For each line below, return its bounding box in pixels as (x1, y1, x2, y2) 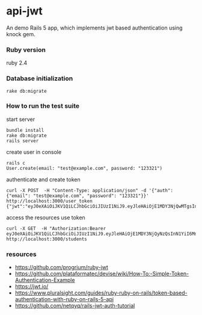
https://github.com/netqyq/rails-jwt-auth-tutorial (14, 302, 135, 310)
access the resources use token (6, 214, 85, 221)
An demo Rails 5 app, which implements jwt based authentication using (6, 24, 183, 31)
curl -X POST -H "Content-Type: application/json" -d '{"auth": (6, 187, 173, 193)
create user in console (6, 148, 62, 155)
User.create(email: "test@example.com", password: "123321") (6, 165, 163, 171)
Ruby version (6, 45, 46, 54)
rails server (6, 137, 39, 144)
